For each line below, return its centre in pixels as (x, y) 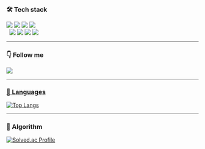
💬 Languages (26, 92)
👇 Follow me (25, 55)
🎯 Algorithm (24, 126)
